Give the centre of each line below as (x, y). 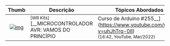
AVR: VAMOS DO (50, 30)
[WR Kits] (40, 18)
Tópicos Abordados (139, 10)
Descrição (61, 10)
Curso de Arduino (119, 18)
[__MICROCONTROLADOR (61, 24)
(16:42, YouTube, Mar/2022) (126, 37)
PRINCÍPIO (43, 36)
